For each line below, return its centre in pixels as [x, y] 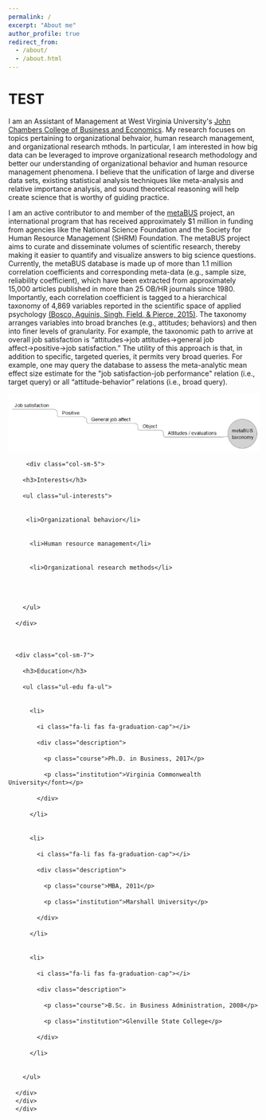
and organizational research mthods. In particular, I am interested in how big [133, 146]
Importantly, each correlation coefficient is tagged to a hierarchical [117, 297]
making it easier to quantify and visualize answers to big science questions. [132, 255]
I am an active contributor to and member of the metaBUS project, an [121, 213]
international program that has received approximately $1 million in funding [131, 221]
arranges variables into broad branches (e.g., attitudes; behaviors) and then [133, 322]
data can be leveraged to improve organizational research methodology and [133, 154]
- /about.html [39, 59]
